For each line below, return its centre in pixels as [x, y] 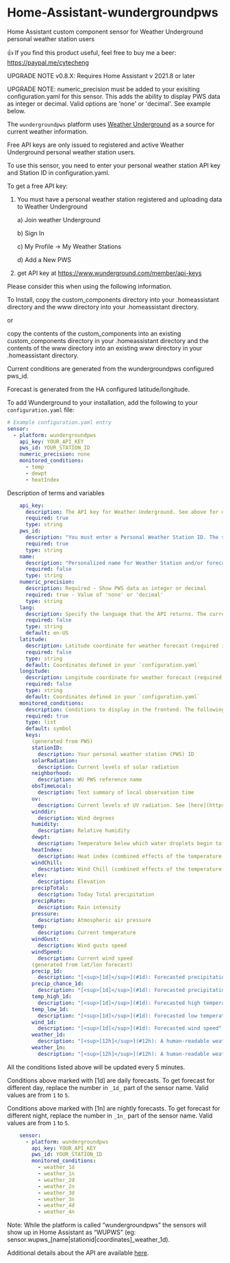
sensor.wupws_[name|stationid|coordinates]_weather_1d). [89, 1240]
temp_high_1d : [52, 997]
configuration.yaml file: [41, 410]
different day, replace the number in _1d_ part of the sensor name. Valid [108, 1087]
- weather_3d [56, 1193]
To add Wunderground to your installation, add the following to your [103, 402]
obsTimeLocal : [52, 786]
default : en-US [47, 633]
